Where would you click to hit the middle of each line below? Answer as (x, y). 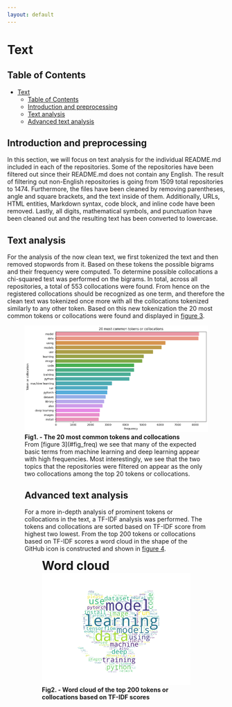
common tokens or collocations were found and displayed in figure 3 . (106, 316)
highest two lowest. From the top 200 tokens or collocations (110, 534)
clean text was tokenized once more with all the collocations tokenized (108, 301)
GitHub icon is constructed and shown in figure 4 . (95, 549)
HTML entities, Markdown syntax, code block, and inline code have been (111, 204)
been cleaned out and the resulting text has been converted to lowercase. (113, 219)
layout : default (30, 15)
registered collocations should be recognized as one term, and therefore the (116, 294)
